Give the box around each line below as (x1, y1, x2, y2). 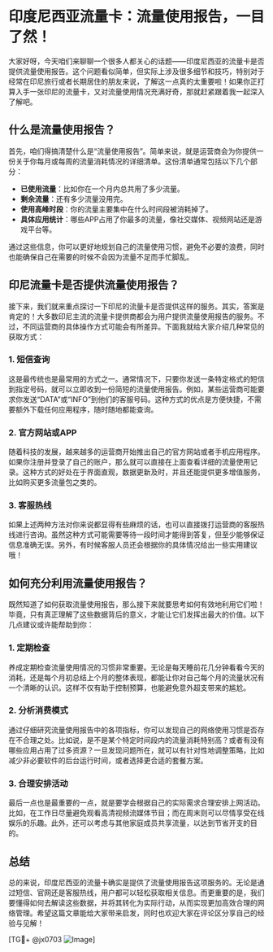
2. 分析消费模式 (8, 705, 69, 716)
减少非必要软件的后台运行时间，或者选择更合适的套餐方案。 (8, 755, 208, 765)
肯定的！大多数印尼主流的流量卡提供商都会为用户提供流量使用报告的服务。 (8, 311, 258, 321)
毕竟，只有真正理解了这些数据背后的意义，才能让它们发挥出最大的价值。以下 (8, 609, 265, 619)
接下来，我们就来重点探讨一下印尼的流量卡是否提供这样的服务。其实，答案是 (8, 301, 265, 311)
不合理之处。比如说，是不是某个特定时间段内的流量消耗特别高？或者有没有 (15, 735, 265, 745)
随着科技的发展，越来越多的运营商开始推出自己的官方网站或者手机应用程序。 (8, 447, 265, 456)
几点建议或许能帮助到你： (8, 620, 94, 630)
